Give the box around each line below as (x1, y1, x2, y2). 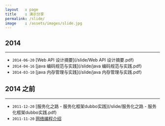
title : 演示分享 (5, 12, 44, 17)
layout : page (5, 7, 38, 12)
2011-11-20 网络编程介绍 (12, 115, 62, 121)
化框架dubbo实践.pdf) (12, 109, 57, 115)
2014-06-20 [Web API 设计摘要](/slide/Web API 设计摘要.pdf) (12, 57, 134, 63)
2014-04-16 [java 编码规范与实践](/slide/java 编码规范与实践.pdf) (12, 63, 142, 69)
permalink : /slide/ (5, 16, 45, 21)
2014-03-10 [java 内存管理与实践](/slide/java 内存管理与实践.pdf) (12, 69, 142, 75)
